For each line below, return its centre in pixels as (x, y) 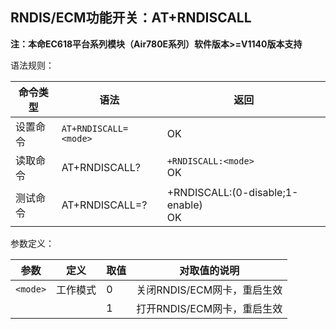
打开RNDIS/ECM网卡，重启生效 (209, 308)
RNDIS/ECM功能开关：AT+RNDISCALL (131, 18)
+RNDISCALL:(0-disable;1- (232, 192)
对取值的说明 (209, 270)
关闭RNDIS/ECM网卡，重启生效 (209, 290)
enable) (184, 205)
